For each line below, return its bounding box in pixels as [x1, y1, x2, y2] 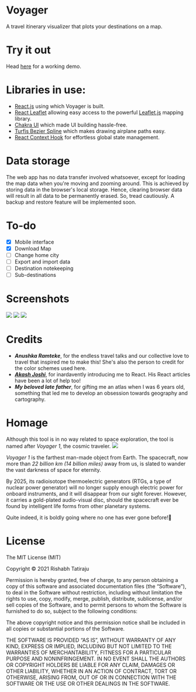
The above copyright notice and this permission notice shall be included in [6, 619, 185, 626]
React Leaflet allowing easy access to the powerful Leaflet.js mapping [14, 109, 184, 116]
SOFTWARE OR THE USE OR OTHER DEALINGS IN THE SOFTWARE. [6, 680, 170, 687]
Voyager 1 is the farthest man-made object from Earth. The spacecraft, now [6, 454, 188, 461]
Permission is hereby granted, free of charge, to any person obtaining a [6, 576, 178, 583]
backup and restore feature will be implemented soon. [6, 198, 136, 205]
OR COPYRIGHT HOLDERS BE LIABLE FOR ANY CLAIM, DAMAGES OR [6, 661, 176, 668]
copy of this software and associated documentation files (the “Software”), [6, 583, 187, 590]
